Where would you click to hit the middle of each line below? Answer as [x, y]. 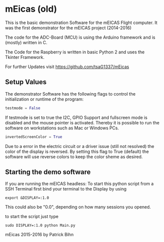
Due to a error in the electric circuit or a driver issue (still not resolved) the [80, 146]
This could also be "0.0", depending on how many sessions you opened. [78, 207]
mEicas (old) [31, 9]
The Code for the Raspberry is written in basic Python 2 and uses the [75, 52]
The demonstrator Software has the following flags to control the [70, 94]
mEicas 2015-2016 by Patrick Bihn [39, 235]
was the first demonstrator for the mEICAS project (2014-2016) [68, 27]
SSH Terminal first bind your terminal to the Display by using [66, 189]
